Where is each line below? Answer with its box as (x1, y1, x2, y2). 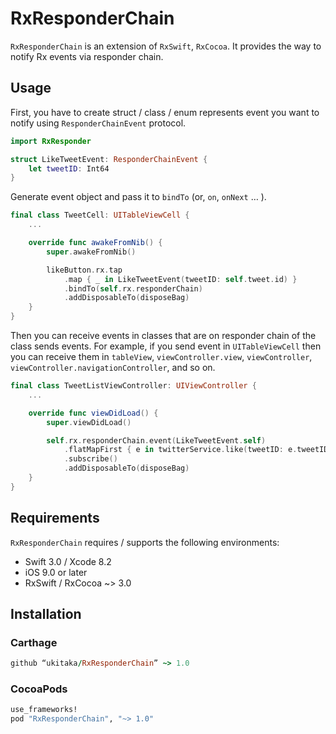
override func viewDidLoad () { (28, 408, 159, 418)
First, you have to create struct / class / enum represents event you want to (10, 106, 320, 118)
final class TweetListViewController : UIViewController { (10, 381, 257, 391)
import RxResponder (10, 136, 92, 146)
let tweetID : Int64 (28, 163, 110, 174)
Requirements (10, 510, 100, 527)
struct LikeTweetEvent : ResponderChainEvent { (10, 154, 208, 164)
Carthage (10, 635, 58, 649)
